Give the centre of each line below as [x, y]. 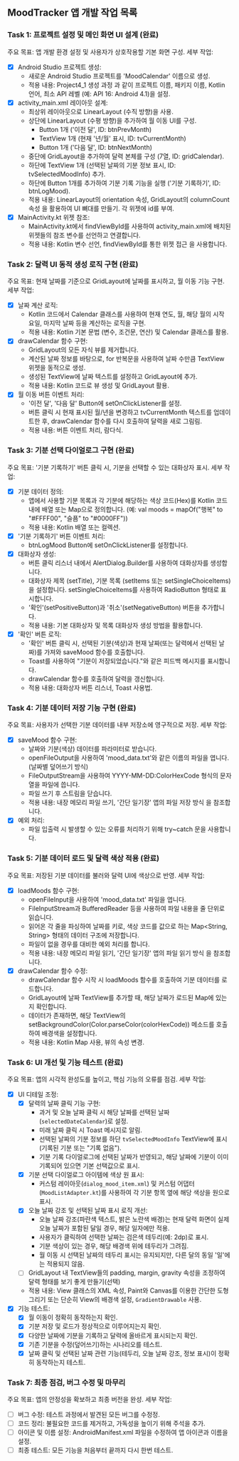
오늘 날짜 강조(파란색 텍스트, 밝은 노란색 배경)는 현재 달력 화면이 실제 [134, 1219]
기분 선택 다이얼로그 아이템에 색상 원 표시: [86, 1175]
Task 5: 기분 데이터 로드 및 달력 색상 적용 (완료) [84, 858]
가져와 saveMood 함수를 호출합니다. [94, 652]
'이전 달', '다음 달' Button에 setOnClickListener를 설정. [105, 403]
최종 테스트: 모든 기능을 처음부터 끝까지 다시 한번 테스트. [95, 1450]
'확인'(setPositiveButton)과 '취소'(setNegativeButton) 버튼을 [114, 607]
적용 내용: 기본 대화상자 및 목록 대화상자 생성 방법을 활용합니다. [115, 625]
